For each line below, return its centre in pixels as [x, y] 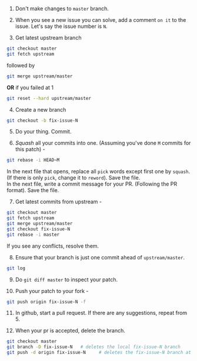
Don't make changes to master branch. [62, 9]
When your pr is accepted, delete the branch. [70, 331]
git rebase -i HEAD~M [33, 160]
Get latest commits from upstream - [59, 202]
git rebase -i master [33, 235]
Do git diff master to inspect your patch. [66, 279]
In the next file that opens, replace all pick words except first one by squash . [98, 171]
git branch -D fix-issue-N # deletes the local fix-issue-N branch [94, 347]
